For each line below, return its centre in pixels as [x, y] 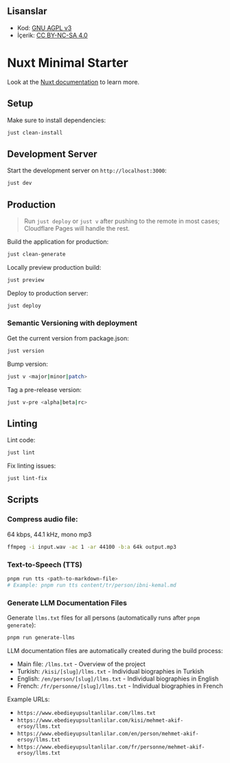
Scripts [23, 500]
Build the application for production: [58, 241]
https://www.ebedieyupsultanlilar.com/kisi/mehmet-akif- [100, 720]
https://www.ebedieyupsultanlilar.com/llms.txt [86, 713]
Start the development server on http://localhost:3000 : [87, 170]
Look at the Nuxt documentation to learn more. [73, 82]
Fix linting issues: [32, 466]
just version [26, 351]
